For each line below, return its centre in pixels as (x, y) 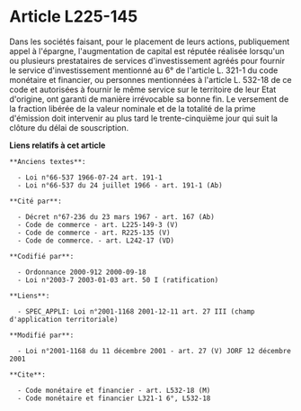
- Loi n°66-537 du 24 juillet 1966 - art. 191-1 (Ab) (120, 185)
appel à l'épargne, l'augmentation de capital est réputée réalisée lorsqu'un (147, 50)
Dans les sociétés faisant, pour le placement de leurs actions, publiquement (150, 41)
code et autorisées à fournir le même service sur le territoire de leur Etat (143, 89)
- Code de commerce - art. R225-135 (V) (94, 233)
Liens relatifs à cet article (58, 145)
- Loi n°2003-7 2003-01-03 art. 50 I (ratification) (118, 280)
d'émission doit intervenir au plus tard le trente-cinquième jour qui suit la (144, 118)
